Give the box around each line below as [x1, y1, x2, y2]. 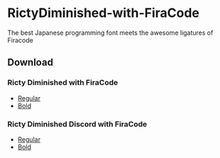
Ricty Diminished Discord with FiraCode [7, 119, 148, 129]
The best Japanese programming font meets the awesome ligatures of [7, 28, 214, 37]
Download [7, 57, 53, 69]
